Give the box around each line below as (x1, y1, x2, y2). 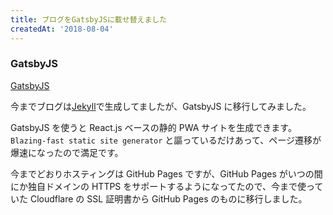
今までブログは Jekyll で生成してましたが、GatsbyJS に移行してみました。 (10, 100, 312, 112)
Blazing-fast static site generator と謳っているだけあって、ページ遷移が (10, 134, 322, 146)
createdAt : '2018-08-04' (10, 24, 114, 34)
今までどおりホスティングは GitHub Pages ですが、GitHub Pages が (10, 167, 288, 180)
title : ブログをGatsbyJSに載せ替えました (10, 14, 168, 25)
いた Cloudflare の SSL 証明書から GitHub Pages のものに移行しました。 (10, 192, 308, 205)
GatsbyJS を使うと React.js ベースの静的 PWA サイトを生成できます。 (10, 121, 297, 133)
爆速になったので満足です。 (10, 146, 124, 158)
